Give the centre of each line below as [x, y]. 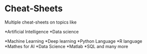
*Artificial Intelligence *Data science [42, 31]
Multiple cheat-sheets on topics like [41, 22]
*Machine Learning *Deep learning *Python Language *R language [73, 41]
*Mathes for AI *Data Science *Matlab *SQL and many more [66, 46]
